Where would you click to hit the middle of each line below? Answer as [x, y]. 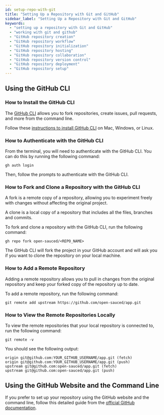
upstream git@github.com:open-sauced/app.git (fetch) [61, 366]
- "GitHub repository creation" [43, 37]
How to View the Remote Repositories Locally [60, 315]
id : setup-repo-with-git [30, 10]
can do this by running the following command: [53, 156]
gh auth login [20, 165]
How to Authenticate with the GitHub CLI [54, 140]
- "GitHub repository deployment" [45, 64]
